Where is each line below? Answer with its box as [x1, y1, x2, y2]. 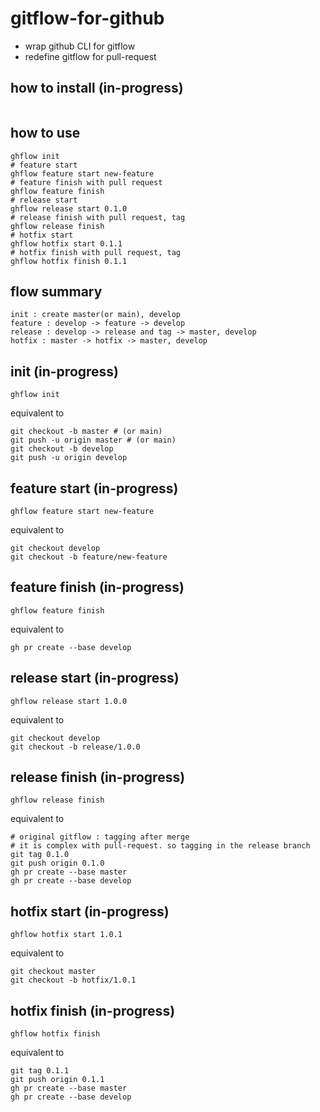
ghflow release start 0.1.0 [10, 203, 128, 214]
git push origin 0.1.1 [10, 1075, 105, 1085]
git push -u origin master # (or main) [10, 435, 177, 446]
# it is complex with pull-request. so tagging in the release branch [10, 841, 311, 851]
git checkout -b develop [10, 444, 114, 454]
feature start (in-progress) [10, 480, 179, 497]
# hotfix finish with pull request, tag [10, 247, 182, 257]
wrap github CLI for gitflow [24, 40, 136, 52]
